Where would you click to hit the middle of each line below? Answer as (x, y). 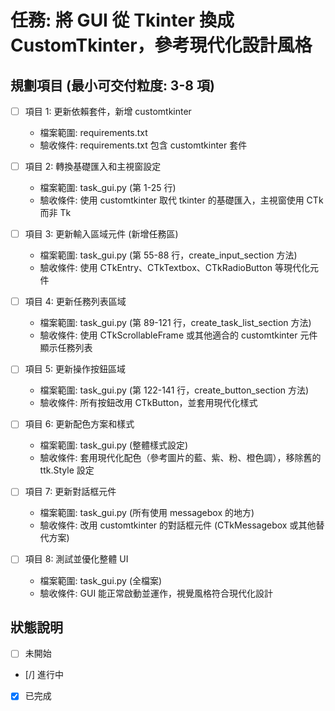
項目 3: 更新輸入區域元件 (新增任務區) (101, 234)
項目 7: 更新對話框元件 (70, 492)
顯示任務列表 (66, 348)
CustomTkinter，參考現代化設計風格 (161, 45)
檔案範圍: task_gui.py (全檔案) (101, 580)
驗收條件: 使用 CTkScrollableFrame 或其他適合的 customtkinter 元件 (178, 335)
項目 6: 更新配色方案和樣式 (79, 424)
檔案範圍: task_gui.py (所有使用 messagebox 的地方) (147, 513)
